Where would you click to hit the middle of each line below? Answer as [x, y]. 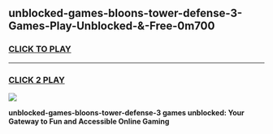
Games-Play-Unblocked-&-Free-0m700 [112, 26]
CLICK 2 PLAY [37, 80]
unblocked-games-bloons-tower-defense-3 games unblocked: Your [127, 112]
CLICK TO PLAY [40, 50]
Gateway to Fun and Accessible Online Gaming [89, 121]
